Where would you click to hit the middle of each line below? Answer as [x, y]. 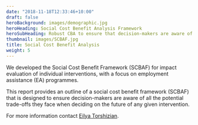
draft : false [22, 17]
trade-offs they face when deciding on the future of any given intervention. [98, 104]
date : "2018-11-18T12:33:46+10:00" [50, 12]
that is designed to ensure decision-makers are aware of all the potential [95, 98]
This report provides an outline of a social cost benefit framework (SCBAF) [98, 91]
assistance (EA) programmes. [43, 80]
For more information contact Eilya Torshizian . [62, 115]
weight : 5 [18, 51]
